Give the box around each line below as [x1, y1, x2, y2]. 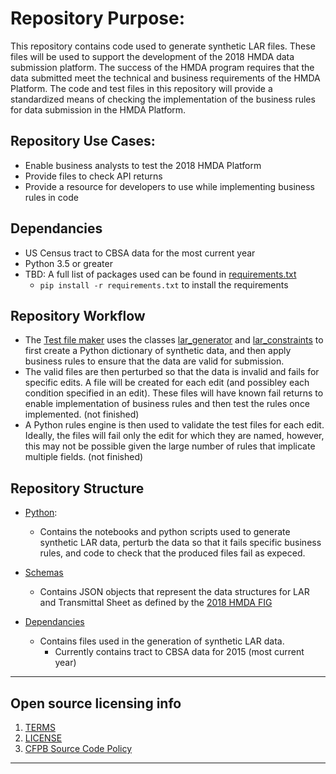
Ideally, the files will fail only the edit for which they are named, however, [24, 430, 325, 442]
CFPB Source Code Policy [24, 743, 133, 754]
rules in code [24, 191, 79, 203]
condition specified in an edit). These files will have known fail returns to [24, 387, 324, 399]
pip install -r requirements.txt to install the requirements [39, 278, 289, 291]
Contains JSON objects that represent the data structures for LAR [39, 586, 310, 598]
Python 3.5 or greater [24, 257, 113, 269]
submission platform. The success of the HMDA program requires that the [10, 61, 315, 73]
